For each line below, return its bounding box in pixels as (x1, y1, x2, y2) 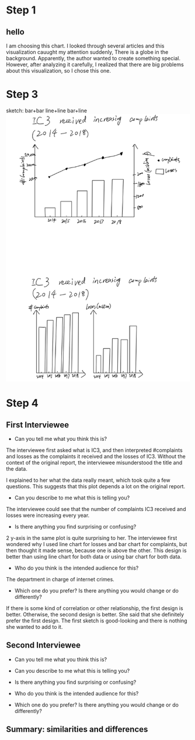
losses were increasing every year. (6, 512, 90, 519)
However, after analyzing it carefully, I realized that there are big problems (6, 61, 184, 68)
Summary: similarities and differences (6, 724, 148, 735)
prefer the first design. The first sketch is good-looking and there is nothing (6, 617, 188, 624)
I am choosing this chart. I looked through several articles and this (6, 42, 165, 49)
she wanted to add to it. (6, 623, 63, 630)
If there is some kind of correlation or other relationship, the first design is (6, 604, 183, 612)
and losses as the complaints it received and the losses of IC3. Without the (6, 453, 186, 460)
